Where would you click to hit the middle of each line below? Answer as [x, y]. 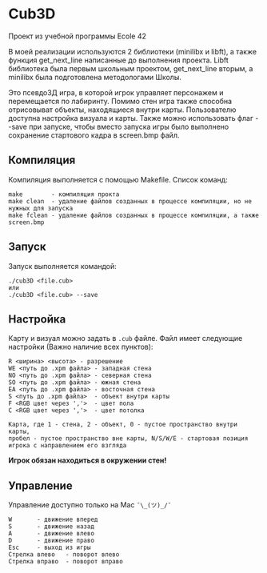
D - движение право [51, 541]
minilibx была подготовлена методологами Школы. [95, 77]
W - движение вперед [53, 520]
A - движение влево [51, 534]
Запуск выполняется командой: [63, 266]
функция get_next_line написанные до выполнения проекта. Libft [119, 60]
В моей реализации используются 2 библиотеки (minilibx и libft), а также [133, 51]
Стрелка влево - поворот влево [64, 555]
